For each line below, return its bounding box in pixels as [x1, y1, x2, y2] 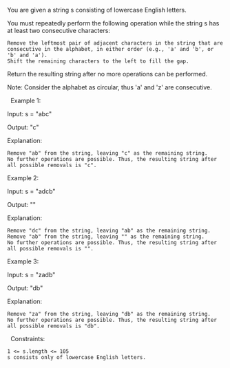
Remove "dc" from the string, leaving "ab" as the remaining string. [7, 227, 211, 234]
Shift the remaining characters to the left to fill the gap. [7, 58, 189, 65]
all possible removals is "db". [7, 323, 100, 329]
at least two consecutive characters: [7, 27, 110, 34]
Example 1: [10, 96, 41, 105]
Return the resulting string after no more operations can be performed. [7, 70, 208, 78]
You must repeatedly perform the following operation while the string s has [7, 19, 220, 27]
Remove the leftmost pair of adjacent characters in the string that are [7, 40, 224, 47]
